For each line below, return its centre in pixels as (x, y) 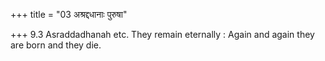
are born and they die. (56, 45)
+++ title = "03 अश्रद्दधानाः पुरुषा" (69, 14)
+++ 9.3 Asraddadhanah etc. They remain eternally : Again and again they (162, 34)
